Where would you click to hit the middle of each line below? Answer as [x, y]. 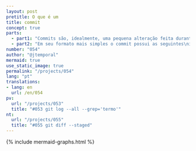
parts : [14, 33]
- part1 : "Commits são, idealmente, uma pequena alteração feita [92, 38]
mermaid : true [23, 60]
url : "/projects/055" [38, 120]
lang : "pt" [19, 76]
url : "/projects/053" [38, 103]
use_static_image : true [35, 66]
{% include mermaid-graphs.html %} [50, 142]
